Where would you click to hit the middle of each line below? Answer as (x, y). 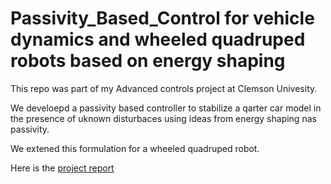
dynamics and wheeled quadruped (158, 39)
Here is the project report (62, 168)
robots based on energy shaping (148, 61)
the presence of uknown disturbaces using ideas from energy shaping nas (163, 118)
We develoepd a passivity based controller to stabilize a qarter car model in (166, 108)
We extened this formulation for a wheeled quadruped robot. (135, 148)
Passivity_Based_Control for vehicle (162, 18)
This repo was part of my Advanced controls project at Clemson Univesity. (164, 88)
